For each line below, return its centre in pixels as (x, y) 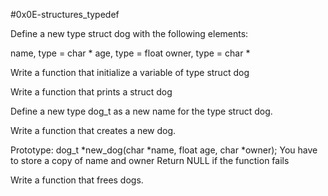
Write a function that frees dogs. (77, 180)
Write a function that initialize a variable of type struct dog (130, 72)
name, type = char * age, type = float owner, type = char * (130, 53)
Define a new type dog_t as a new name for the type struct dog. (141, 111)
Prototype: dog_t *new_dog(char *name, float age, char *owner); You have (164, 150)
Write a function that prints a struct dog (91, 92)
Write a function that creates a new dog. (93, 130)
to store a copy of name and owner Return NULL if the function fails (150, 160)
